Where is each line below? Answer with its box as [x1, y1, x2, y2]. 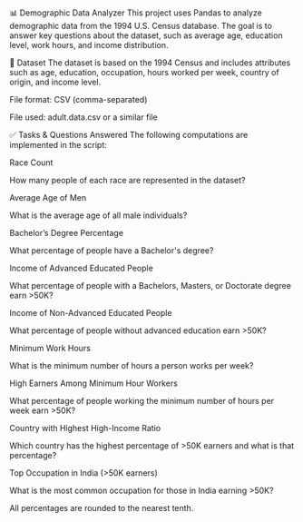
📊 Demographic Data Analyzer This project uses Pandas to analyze [9, 7, 263, 18]
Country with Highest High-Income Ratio [9, 423, 161, 433]
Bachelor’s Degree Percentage [9, 228, 124, 238]
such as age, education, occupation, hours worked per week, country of [9, 67, 279, 77]
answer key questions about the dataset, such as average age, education [9, 30, 283, 41]
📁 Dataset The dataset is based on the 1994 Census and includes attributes [9, 57, 291, 68]
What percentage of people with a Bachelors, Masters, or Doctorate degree [9, 281, 292, 291]
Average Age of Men [9, 192, 87, 202]
